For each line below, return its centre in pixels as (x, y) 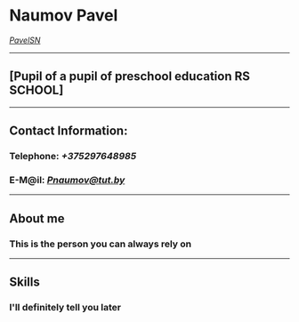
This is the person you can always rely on (101, 244)
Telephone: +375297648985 (73, 157)
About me (37, 218)
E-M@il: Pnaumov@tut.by (67, 180)
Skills (24, 282)
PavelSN (25, 40)
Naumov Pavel (64, 16)
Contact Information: (69, 131)
